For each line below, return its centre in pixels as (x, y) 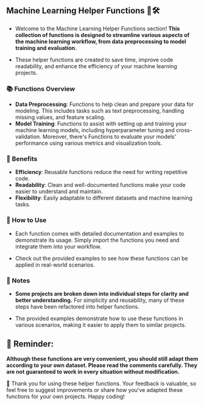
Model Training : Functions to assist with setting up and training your (101, 124)
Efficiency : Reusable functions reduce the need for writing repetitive (101, 172)
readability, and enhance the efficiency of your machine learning (96, 66)
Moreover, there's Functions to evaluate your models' (109, 137)
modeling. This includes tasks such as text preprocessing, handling (100, 111)
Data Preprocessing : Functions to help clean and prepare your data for (104, 104)
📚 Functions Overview (41, 89)
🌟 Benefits (22, 159)
